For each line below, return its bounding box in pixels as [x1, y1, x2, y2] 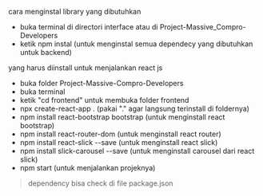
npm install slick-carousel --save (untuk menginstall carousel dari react [19, 147, 255, 155]
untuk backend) [19, 48, 72, 57]
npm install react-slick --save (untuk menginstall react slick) [19, 138, 218, 147]
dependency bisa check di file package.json [27, 178, 173, 188]
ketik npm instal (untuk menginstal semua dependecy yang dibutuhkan [19, 39, 253, 49]
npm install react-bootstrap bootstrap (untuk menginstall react [19, 112, 225, 122]
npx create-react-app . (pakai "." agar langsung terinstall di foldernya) [19, 104, 250, 113]
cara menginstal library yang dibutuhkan [8, 7, 141, 16]
